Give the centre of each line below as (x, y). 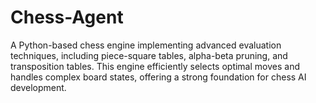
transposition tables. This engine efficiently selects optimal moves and (155, 66)
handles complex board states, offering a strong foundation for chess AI (158, 77)
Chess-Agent (67, 17)
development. (38, 87)
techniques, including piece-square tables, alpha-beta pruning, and (149, 55)
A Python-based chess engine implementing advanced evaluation (146, 45)
